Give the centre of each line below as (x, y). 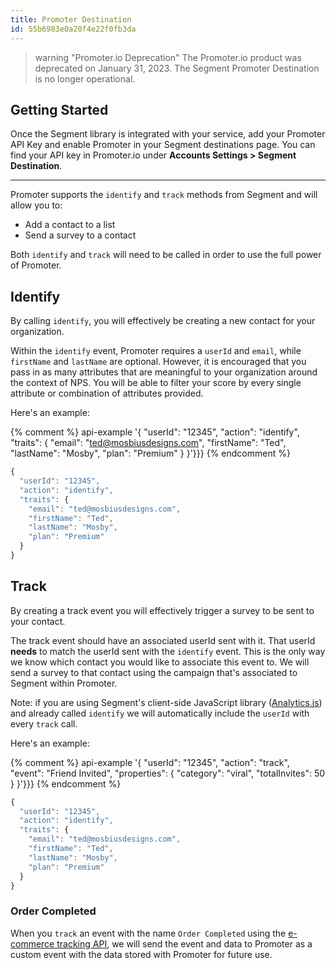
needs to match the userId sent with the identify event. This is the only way (168, 651)
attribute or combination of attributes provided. (107, 393)
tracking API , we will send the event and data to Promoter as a (184, 943)
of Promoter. (36, 265)
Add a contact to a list (70, 225)
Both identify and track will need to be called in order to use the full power (166, 255)
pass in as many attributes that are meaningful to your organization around (164, 372)
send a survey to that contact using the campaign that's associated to (154, 672)
